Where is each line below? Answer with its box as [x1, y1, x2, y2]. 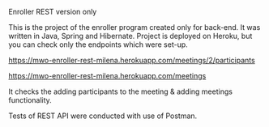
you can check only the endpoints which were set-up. [8, 40, 188, 49]
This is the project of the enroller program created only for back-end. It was [8, 23, 261, 32]
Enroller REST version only [8, 7, 97, 16]
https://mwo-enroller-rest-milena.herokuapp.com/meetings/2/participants [8, 56, 255, 65]
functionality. [8, 95, 53, 104]
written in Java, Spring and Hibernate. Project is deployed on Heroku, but [8, 32, 253, 40]
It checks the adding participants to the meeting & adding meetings [8, 87, 233, 96]
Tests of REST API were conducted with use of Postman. [8, 111, 198, 121]
